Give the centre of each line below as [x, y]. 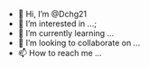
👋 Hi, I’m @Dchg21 [52, 14]
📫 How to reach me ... [60, 53]
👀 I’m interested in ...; [57, 24]
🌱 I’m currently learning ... [66, 33]
